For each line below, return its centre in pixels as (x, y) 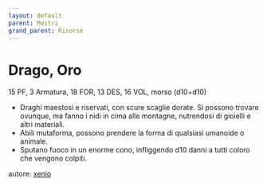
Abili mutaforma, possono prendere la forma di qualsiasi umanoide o (132, 133)
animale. (34, 141)
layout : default (35, 16)
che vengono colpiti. (53, 158)
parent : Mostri (33, 23)
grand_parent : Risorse (46, 30)
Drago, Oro (45, 70)
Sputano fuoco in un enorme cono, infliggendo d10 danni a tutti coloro (135, 150)
